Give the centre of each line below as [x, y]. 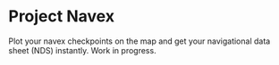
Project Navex [62, 16]
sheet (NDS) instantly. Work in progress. [83, 50]
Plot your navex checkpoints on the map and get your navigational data [139, 41]
